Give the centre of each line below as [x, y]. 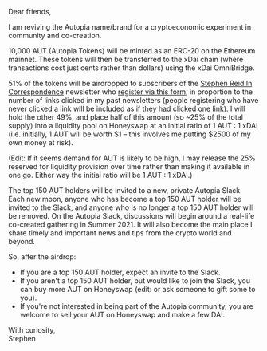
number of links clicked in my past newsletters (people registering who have [133, 100]
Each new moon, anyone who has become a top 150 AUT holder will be [125, 199]
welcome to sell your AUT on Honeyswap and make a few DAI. [122, 315]
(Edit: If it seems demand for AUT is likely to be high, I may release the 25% [132, 158]
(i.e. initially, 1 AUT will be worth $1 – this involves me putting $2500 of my [130, 134]
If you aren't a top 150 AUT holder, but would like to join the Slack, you [135, 281]
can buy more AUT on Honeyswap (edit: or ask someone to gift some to [137, 289]
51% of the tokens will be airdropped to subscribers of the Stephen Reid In [130, 83]
